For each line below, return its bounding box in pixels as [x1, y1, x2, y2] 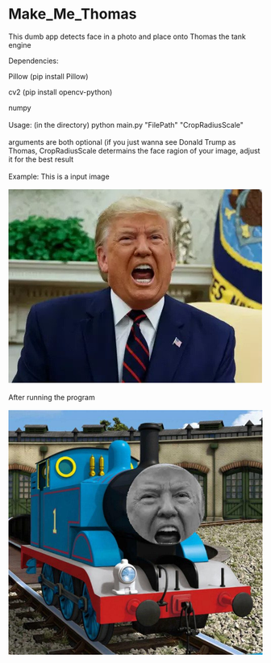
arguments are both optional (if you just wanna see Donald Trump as [8, 137, 236, 146]
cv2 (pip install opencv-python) [8, 87, 113, 97]
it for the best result [8, 154, 74, 164]
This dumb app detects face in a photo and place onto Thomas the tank [8, 32, 246, 41]
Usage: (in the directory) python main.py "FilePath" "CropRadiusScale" [8, 120, 244, 129]
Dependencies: [8, 56, 59, 65]
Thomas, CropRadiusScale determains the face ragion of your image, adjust [8, 146, 261, 155]
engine [8, 40, 31, 49]
